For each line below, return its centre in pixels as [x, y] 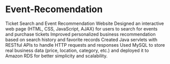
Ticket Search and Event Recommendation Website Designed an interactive [85, 23]
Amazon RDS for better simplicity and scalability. [57, 56]
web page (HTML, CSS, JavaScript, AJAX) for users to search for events [81, 28]
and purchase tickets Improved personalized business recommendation [80, 34]
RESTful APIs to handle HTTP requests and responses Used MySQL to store [85, 45]
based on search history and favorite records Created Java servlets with [81, 40]
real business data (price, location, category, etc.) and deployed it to [77, 50]
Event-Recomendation [54, 9]
